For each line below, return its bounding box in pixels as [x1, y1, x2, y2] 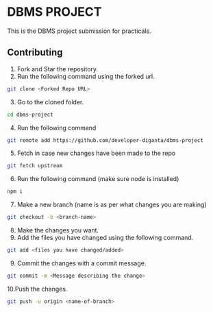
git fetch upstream [7, 163, 63, 169]
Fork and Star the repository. [16, 64, 98, 73]
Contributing [7, 47, 63, 58]
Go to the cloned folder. [16, 97, 84, 106]
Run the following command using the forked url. [16, 72, 155, 80]
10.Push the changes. [7, 285, 68, 293]
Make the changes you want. [16, 226, 99, 234]
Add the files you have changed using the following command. [16, 234, 194, 241]
